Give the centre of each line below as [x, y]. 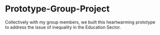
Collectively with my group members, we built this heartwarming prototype [80, 22]
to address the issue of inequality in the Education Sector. [63, 27]
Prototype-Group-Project [57, 9]
